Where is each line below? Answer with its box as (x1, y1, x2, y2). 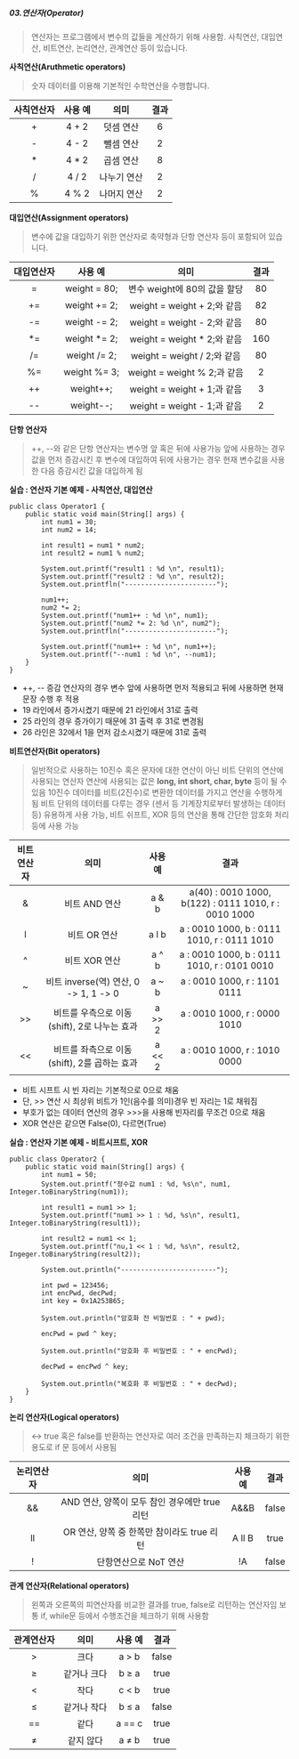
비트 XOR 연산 (64, 954, 122, 967)
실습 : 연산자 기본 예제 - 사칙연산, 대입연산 (9, 484, 153, 495)
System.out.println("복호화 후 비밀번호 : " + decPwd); (41, 1379, 238, 1388)
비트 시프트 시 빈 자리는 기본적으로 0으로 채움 (21, 1084, 180, 1095)
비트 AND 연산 (63, 897, 122, 910)
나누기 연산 (99, 171, 143, 183)
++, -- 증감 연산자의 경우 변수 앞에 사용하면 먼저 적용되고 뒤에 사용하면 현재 (21, 682, 284, 693)
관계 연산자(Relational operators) (9, 1580, 130, 1591)
